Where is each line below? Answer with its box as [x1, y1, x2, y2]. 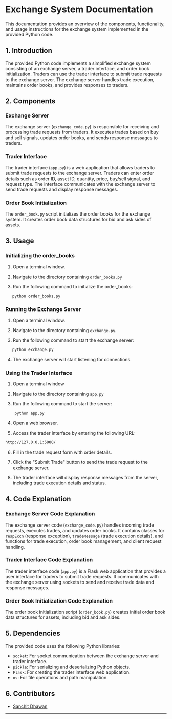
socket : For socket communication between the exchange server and [12, 653, 159, 659]
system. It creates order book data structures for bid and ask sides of [5, 217, 152, 223]
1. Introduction [5, 46, 52, 55]
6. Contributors [5, 689, 55, 698]
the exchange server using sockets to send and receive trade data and [5, 579, 155, 585]
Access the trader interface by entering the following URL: [12, 430, 136, 436]
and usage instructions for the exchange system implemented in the [5, 26, 149, 32]
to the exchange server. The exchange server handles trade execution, [5, 76, 155, 83]
